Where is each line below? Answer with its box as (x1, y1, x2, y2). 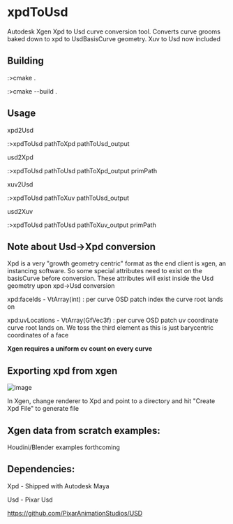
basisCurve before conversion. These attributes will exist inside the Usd (7, 274, 214, 283)
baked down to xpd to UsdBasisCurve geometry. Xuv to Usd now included (7, 34, 221, 43)
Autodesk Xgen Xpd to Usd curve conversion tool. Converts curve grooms (7, 27, 221, 36)
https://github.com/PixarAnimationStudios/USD (7, 509, 143, 517)
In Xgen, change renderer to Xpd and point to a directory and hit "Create (7, 397, 216, 405)
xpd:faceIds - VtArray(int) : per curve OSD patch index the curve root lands (7, 295, 223, 304)
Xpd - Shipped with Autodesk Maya (7, 481, 110, 490)
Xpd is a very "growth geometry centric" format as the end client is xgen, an (7, 259, 227, 268)
